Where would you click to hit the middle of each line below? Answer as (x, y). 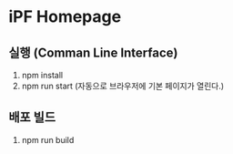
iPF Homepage (65, 17)
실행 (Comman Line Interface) (93, 52)
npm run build (48, 139)
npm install (42, 75)
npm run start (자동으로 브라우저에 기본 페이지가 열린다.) (123, 86)
